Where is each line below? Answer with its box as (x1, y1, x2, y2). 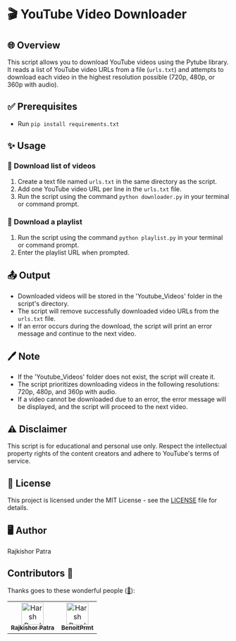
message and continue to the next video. (17, 329, 137, 338)
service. (7, 457, 31, 465)
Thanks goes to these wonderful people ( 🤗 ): (7, 586, 135, 594)
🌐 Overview (7, 39, 61, 51)
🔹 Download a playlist (7, 217, 82, 227)
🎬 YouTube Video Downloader (7, 6, 187, 23)
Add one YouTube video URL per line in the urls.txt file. (17, 185, 182, 193)
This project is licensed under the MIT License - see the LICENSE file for (7, 496, 217, 505)
